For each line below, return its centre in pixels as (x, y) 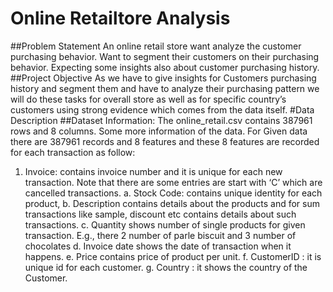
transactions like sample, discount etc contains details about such (160, 214)
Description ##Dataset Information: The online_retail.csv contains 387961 (161, 120)
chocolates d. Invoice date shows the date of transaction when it (158, 246)
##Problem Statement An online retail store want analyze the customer (156, 46)
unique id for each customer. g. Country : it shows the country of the (166, 267)
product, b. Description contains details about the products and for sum (172, 203)
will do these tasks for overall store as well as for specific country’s (148, 99)
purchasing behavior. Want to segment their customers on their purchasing (165, 56)
